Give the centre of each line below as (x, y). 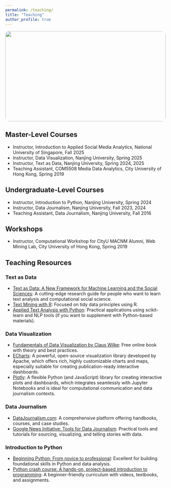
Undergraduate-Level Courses (55, 190)
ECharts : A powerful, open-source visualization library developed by (84, 356)
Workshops (24, 229)
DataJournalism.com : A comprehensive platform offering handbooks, (85, 418)
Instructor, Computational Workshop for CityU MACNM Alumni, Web (84, 241)
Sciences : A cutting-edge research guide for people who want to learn (87, 294)
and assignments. (31, 480)
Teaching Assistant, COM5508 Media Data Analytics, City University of (87, 168)
